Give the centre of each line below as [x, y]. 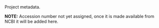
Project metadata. [23, 7]
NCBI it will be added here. [32, 21]
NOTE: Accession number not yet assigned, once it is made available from [79, 16]
